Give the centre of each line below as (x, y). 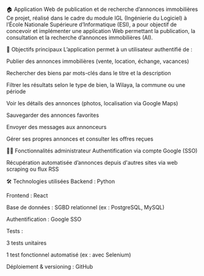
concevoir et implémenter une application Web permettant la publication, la (101, 31)
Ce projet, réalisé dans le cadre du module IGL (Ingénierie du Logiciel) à (97, 18)
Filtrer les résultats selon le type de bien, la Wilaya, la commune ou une (96, 85)
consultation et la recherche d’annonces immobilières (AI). (80, 37)
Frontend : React (27, 196)
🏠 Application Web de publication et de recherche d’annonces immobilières (102, 9)
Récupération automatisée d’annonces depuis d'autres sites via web (92, 162)
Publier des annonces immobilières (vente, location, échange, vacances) (98, 61)
